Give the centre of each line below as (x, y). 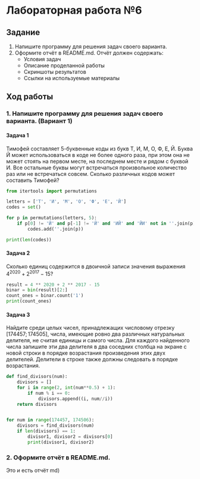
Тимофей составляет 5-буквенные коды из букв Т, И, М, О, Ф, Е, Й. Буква (100, 149)
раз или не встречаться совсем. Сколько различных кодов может (91, 174)
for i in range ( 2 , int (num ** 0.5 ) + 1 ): (66, 387)
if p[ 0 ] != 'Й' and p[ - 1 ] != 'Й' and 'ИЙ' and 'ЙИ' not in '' (96, 223)
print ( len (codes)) (29, 239)
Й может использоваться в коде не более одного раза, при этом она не (98, 155)
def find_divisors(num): (37, 377)
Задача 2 (18, 253)
